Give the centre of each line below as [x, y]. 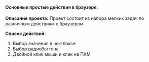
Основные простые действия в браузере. [52, 7]
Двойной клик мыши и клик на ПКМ [52, 54]
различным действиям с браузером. [45, 24]
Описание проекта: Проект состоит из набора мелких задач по [75, 18]
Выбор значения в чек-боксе [44, 44]
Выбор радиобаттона [36, 49]
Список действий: [26, 34]
